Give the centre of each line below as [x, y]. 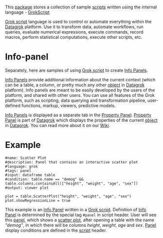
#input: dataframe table [30, 175]
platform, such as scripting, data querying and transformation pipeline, [76, 100]
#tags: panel [18, 171]
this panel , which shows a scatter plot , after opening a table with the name [80, 220]
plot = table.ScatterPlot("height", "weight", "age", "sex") [68, 196]
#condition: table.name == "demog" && [44, 179]
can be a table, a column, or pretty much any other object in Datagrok [75, 85]
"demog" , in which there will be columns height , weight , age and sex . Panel [81, 225]
